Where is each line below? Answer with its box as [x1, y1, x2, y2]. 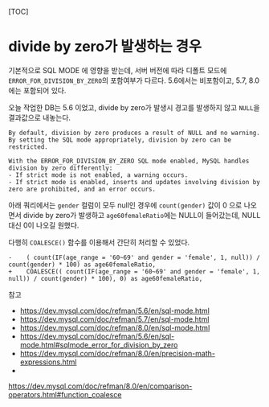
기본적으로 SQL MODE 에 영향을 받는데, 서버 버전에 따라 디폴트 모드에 [8, 65, 227, 75]
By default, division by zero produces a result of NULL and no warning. [8, 129, 261, 137]
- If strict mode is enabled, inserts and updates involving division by [8, 178, 261, 186]
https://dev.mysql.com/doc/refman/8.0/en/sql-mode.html [19, 323, 210, 332]
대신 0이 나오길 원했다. [8, 220, 79, 230]
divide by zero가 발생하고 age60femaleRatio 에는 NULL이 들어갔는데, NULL [22, 210, 261, 220]
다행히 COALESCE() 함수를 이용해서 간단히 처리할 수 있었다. [8, 237, 190, 247]
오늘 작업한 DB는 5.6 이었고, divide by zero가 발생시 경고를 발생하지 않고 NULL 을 [8, 102, 260, 112]
